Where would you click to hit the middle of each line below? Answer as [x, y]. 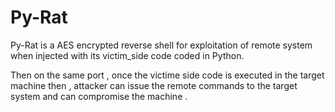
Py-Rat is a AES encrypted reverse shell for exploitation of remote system [161, 45]
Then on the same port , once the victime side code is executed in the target [167, 75]
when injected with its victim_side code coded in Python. [127, 55]
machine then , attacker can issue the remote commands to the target [154, 85]
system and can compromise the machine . [99, 96]
